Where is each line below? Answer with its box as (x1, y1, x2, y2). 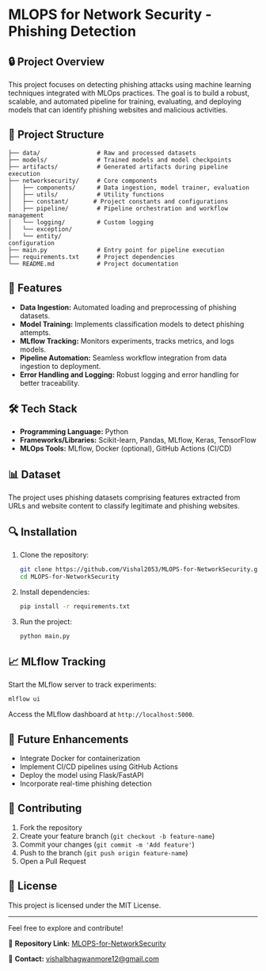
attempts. (19, 327, 51, 337)
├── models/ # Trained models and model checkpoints (8, 156, 232, 164)
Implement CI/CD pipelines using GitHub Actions (19, 762, 178, 771)
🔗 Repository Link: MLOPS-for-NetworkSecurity (8, 939, 166, 948)
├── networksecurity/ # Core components (8, 177, 158, 185)
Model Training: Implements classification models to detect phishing (19, 319, 245, 329)
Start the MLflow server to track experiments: (8, 680, 157, 690)
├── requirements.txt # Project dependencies (8, 253, 176, 261)
